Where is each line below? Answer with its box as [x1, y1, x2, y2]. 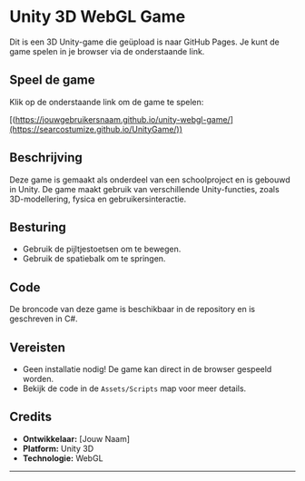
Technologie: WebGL [22, 452, 103, 464]
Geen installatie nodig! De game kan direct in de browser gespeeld [22, 364, 272, 374]
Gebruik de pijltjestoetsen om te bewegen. [22, 243, 182, 255]
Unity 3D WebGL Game [9, 6, 186, 27]
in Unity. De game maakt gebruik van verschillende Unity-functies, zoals [9, 183, 280, 194]
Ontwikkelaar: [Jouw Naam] [22, 433, 130, 444]
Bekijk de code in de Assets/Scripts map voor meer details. [22, 383, 247, 394]
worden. [22, 374, 54, 384]
